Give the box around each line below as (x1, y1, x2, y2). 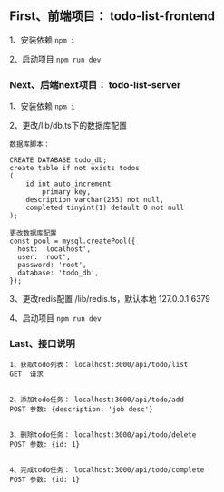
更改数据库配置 (9, 229, 57, 238)
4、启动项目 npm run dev (9, 313, 102, 323)
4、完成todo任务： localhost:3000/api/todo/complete (9, 466, 205, 475)
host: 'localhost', (17, 245, 92, 254)
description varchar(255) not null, (25, 196, 165, 205)
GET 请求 (9, 370, 44, 379)
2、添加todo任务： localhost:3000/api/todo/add (9, 395, 184, 405)
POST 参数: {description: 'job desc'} (9, 405, 153, 414)
